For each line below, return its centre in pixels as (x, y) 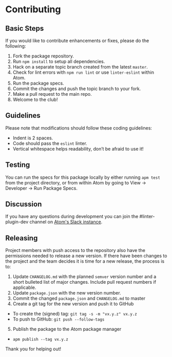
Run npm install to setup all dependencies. (59, 61)
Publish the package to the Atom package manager (67, 329)
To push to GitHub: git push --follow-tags (59, 319)
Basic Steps (25, 28)
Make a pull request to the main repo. (52, 94)
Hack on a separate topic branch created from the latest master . (80, 67)
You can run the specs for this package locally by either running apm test (83, 177)
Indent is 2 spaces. (33, 138)
